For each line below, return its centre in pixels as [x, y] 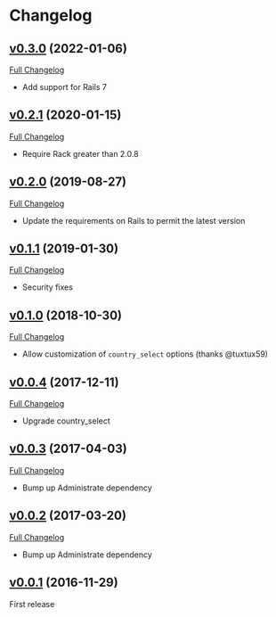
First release [32, 604]
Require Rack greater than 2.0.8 [81, 153]
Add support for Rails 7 [64, 87]
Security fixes [48, 287]
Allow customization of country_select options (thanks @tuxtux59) [145, 354]
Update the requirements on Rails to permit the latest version [134, 220]
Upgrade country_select [66, 421]
